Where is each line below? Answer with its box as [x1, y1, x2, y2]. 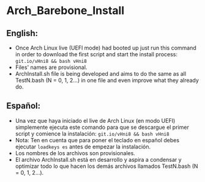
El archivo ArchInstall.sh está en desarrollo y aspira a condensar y [15, 156, 182, 163]
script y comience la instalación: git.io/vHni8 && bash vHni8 [15, 129, 170, 137]
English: [6, 28, 39, 38]
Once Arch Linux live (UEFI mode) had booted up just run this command [15, 44, 197, 51]
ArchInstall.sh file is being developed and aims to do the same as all [15, 70, 187, 77]
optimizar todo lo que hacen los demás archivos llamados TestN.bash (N [15, 162, 198, 170]
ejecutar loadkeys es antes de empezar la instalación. [15, 143, 151, 150]
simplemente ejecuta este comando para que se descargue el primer [15, 123, 190, 131]
